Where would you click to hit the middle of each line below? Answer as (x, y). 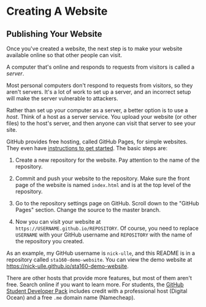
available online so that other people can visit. (64, 55)
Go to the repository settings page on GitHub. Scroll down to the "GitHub (107, 203)
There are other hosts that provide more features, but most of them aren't (99, 278)
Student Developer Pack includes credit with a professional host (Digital (97, 291)
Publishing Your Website (54, 34)
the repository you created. (50, 241)
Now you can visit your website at (58, 222)
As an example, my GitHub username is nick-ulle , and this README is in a (101, 253)
